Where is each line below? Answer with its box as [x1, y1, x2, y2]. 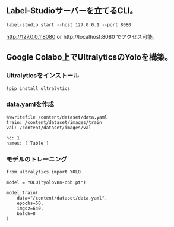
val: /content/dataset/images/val [6, 125, 92, 130]
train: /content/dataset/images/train [6, 119, 102, 125]
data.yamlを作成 [6, 100, 55, 108]
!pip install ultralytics [6, 85, 70, 91]
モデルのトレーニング [6, 155, 67, 163]
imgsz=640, [17, 206, 44, 212]
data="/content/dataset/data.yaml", [17, 195, 108, 201]
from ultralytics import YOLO [6, 169, 81, 175]
